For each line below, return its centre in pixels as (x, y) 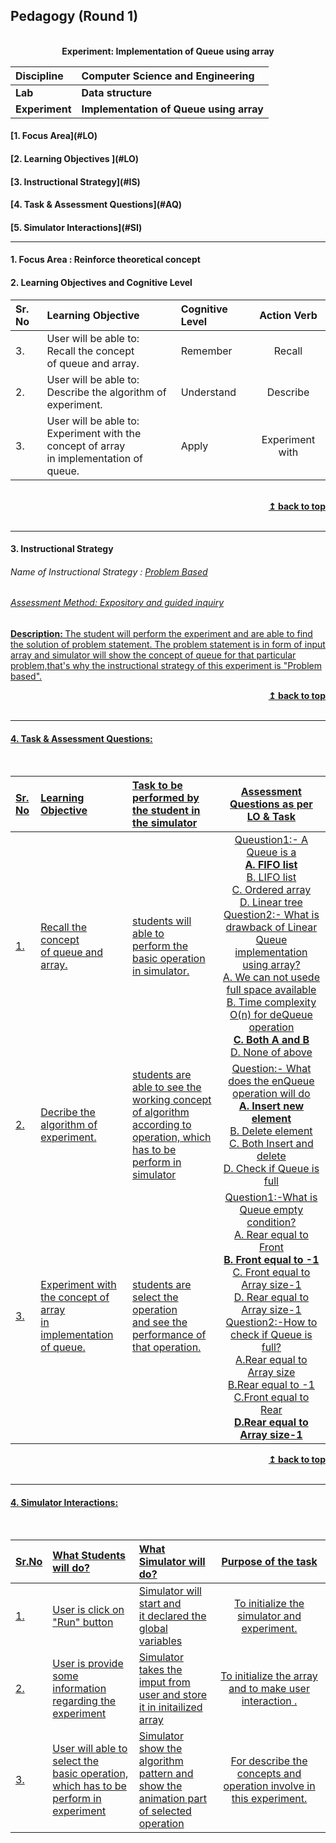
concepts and (269, 1774)
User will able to (90, 1749)
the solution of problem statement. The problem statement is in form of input (168, 644)
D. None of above (271, 1052)
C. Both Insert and (271, 1144)
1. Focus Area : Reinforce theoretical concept (105, 260)
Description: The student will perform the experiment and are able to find (161, 633)
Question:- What (271, 1069)
